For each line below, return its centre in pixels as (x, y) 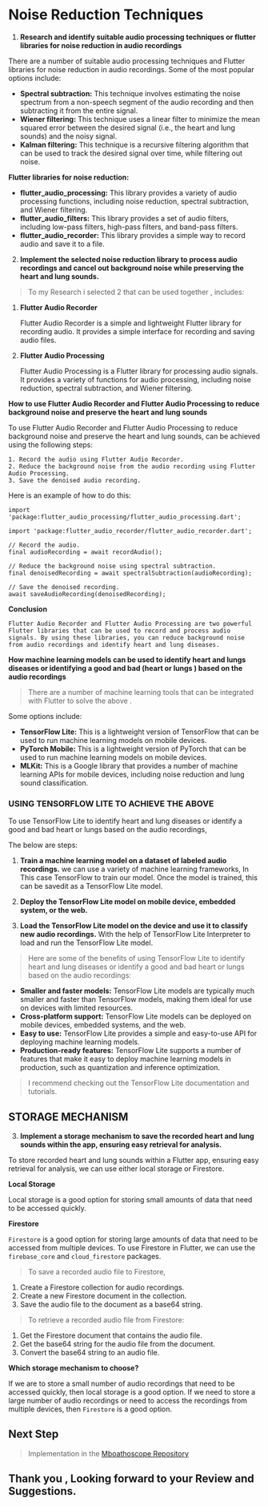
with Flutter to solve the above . (80, 701)
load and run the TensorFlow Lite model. (86, 943)
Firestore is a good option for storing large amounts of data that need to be (133, 1239)
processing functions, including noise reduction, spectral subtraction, (134, 201)
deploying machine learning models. (80, 1042)
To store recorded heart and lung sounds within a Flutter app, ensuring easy (134, 1161)
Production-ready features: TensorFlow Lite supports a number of (130, 1051)
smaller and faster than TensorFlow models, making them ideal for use (136, 999)
